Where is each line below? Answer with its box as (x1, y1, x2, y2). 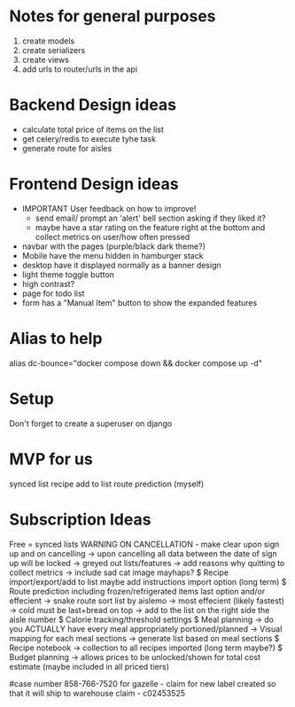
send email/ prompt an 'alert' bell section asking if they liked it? (35, 213, 266, 223)
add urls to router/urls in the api (21, 64, 138, 74)
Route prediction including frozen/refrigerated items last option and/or (9, 586, 266, 596)
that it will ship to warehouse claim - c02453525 (9, 688, 186, 698)
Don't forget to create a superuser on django (9, 418, 173, 429)
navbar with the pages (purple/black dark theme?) (21, 241, 206, 252)
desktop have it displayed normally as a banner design (21, 260, 221, 270)
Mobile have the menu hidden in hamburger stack (21, 250, 204, 260)
